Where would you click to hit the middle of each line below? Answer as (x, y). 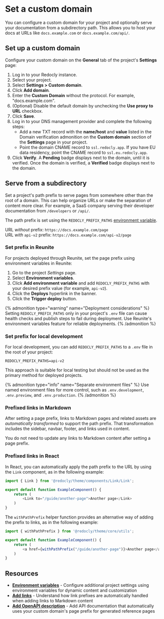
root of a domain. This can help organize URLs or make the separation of (78, 200)
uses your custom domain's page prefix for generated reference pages (83, 611)
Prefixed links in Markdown (38, 408)
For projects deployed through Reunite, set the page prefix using (70, 258)
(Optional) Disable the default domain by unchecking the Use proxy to (83, 105)
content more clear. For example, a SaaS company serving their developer (80, 206)
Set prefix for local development (44, 336)
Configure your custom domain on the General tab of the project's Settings (81, 60)
